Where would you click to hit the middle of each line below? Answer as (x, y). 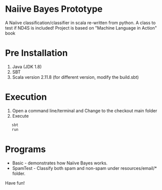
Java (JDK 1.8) (27, 66)
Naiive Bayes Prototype (54, 9)
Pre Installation (36, 53)
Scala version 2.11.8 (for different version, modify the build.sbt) (75, 77)
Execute (20, 116)
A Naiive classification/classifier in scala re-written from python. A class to (81, 23)
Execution (26, 97)
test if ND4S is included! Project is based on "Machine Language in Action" (81, 28)
